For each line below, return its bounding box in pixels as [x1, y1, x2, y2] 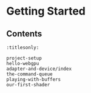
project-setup [6, 55, 42, 61]
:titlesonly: [6, 44, 39, 50]
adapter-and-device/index [6, 66, 72, 72]
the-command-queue [6, 71, 53, 77]
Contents [6, 29, 42, 39]
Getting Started [6, 4, 86, 18]
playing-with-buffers [6, 77, 61, 83]
